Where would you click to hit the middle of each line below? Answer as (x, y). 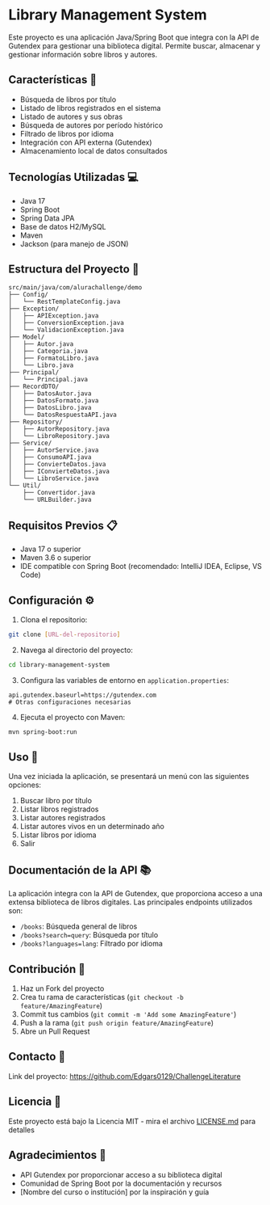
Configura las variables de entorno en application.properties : (125, 680)
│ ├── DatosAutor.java (50, 394)
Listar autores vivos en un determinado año (92, 827)
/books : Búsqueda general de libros (79, 926)
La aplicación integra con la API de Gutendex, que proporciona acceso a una (135, 894)
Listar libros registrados (59, 809)
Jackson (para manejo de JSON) (74, 243)
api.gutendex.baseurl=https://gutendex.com (83, 695)
